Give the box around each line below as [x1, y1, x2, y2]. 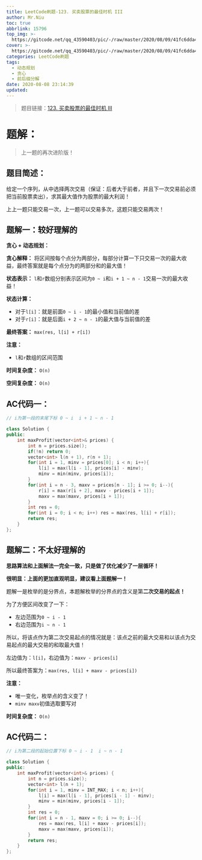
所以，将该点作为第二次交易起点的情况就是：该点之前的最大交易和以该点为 [6, 633, 191, 641]
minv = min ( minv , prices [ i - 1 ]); [38, 798, 125, 804]
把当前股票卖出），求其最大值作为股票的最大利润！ [6, 193, 130, 200]
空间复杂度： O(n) [6, 380, 50, 387]
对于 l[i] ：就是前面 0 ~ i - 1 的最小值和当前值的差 [14, 308, 140, 315]
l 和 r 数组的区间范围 [14, 354, 63, 361]
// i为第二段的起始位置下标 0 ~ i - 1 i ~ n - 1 [6, 748, 123, 754]
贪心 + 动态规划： [6, 242, 50, 249]
